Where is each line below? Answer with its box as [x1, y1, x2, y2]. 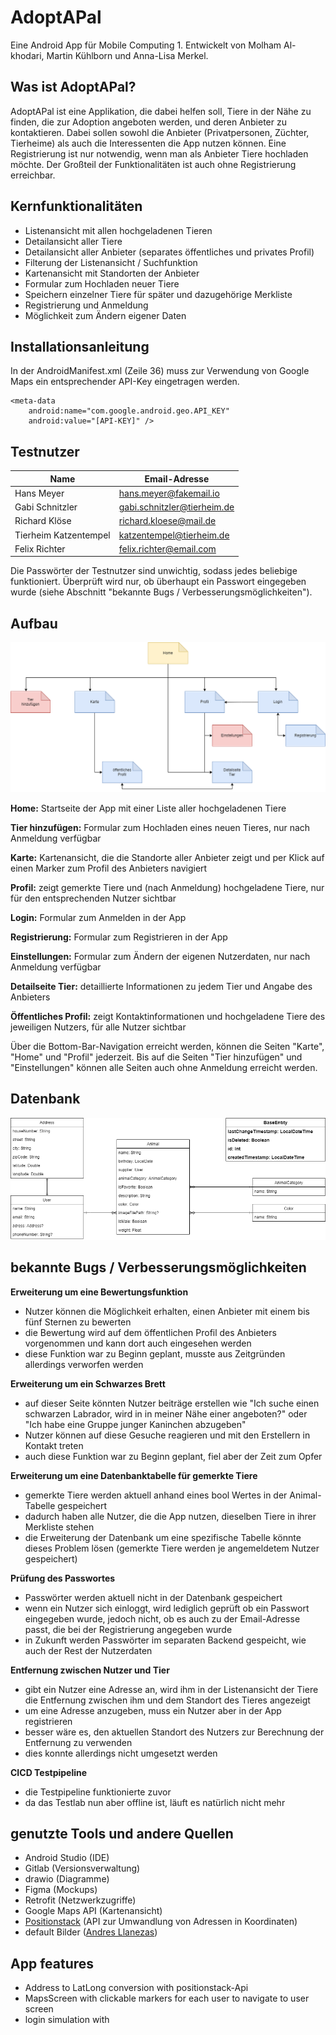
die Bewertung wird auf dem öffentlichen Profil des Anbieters [24, 1326, 277, 1338]
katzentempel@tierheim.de [118, 529, 230, 541]
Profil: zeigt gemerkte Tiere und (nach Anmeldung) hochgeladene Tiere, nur [10, 881, 325, 893]
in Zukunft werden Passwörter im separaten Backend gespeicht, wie [24, 1634, 307, 1646]
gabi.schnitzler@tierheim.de [118, 501, 235, 513]
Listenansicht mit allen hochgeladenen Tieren [24, 224, 213, 236]
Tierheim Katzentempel [14, 529, 111, 541]
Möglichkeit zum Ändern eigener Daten [24, 309, 187, 321]
